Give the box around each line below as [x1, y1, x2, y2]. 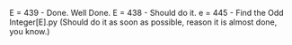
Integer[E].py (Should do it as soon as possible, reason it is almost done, [9, 17, 278, 27]
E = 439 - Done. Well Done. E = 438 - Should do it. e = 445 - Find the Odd [9, 8, 285, 18]
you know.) [9, 26, 50, 36]
